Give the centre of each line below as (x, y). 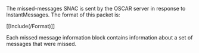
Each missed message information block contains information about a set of (99, 37)
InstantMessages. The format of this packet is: (63, 15)
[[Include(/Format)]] (31, 26)
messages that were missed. (41, 44)
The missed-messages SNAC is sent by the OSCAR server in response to (96, 9)
